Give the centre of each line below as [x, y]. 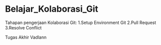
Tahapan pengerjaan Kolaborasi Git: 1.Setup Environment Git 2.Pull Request [80, 22]
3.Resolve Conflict [23, 27]
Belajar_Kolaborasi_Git [52, 9]
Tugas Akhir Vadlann [26, 37]
